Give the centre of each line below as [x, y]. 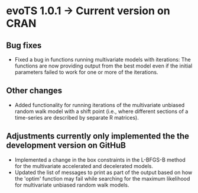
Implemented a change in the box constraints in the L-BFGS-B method [100, 160]
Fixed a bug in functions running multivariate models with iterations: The [103, 59]
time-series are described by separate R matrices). [77, 117]
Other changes [34, 91]
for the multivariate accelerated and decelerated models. [84, 166]
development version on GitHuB [66, 145]
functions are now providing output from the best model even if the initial [103, 66]
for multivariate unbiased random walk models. [72, 185]
